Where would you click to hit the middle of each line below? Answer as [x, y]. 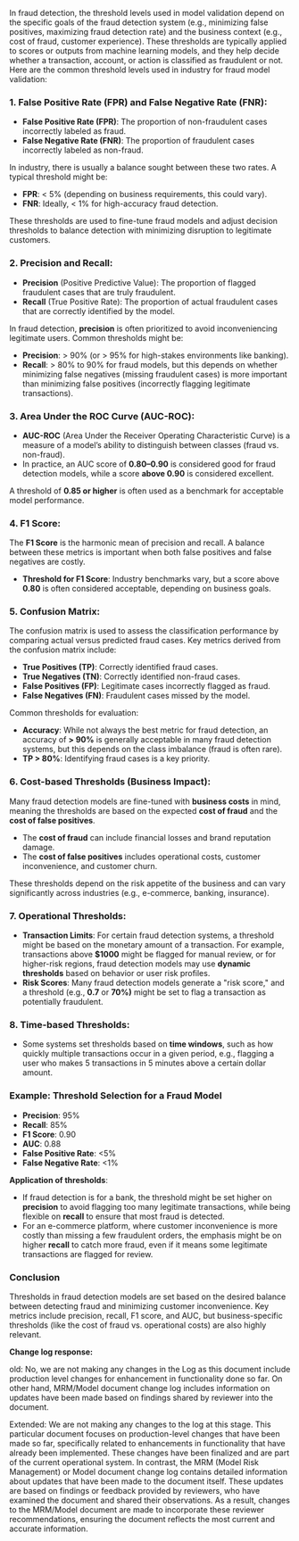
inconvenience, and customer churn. [90, 866]
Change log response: [51, 1352]
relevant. [25, 1334]
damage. [38, 847]
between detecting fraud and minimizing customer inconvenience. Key [139, 1305]
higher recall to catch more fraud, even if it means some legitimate [145, 1245]
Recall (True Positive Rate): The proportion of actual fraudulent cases [150, 302]
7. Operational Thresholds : [68, 915]
